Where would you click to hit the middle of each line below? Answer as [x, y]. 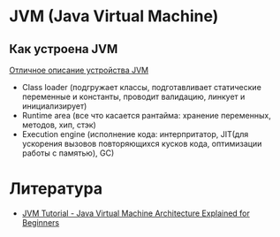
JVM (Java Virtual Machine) [114, 16]
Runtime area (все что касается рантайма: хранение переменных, [146, 115]
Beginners [41, 222]
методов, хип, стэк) [59, 125]
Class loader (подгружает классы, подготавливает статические [142, 87]
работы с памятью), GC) [68, 153]
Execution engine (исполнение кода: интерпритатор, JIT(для [135, 134]
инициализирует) [54, 106]
